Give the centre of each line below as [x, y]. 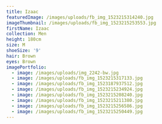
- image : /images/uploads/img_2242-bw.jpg [65, 73]
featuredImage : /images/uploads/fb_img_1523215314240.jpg [80, 17]
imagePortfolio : [26, 67]
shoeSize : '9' [24, 51]
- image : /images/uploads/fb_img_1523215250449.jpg [77, 111]
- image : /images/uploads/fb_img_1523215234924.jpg [77, 89]
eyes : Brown [21, 61]
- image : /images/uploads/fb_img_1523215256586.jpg [77, 106]
